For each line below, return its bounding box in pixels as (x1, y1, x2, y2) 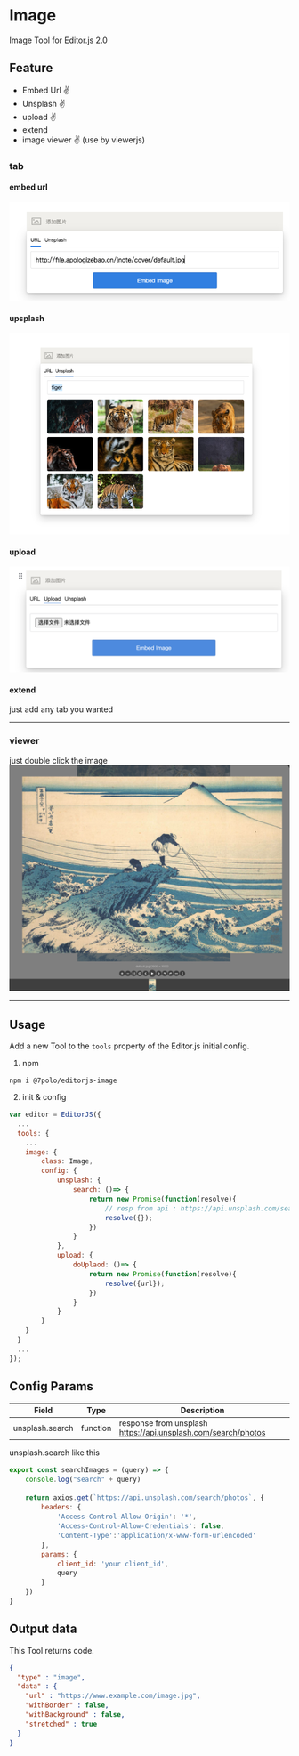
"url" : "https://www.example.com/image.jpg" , (25, 1692, 201, 1701)
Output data (9, 1622, 77, 1637)
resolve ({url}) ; (104, 1279, 166, 1288)
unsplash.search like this (9, 1447, 101, 1458)
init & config (21, 1092, 67, 1103)
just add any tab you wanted (9, 704, 114, 715)
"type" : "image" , (17, 1672, 86, 1682)
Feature (9, 61, 53, 76)
